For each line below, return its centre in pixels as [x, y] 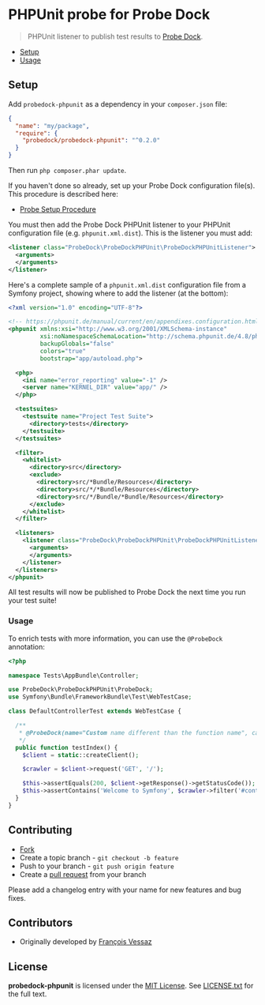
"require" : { [37, 133]
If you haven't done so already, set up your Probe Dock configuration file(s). [132, 186]
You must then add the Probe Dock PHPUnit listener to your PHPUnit [119, 224]
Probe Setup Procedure [58, 209]
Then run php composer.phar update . [67, 170]
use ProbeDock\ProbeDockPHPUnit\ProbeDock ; [81, 690]
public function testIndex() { [67, 747]
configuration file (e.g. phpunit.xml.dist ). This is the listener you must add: [131, 233]
